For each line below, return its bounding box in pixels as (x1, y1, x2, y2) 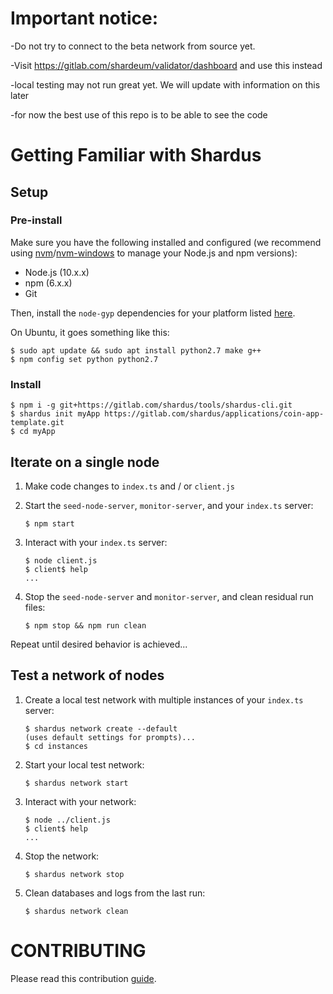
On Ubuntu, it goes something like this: (10, 326, 170, 338)
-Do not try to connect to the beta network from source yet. (10, 40, 256, 52)
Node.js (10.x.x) (24, 266, 90, 278)
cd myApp (19, 427, 56, 437)
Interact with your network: (24, 795, 137, 807)
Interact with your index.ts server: (24, 536, 168, 548)
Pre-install (10, 213, 63, 227)
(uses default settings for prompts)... (24, 732, 196, 742)
